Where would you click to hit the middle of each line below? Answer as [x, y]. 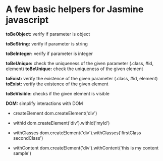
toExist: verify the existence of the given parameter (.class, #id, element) [82, 78]
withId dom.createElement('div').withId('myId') [61, 123]
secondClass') [28, 138]
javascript [27, 20]
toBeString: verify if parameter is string [47, 43]
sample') [22, 153]
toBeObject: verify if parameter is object [48, 34]
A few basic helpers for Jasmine [75, 9]
